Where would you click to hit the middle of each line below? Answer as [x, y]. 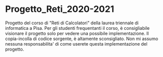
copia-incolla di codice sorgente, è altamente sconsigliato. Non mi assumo [82, 39]
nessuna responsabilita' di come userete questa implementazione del [77, 44]
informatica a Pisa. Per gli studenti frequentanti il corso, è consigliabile [78, 28]
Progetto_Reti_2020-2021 [60, 9]
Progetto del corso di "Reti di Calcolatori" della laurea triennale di [72, 23]
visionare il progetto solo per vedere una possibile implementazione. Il [77, 33]
